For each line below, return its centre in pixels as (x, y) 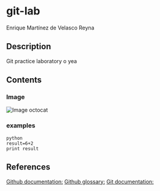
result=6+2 (20, 143)
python (14, 138)
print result (23, 148)
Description (29, 47)
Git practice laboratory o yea (42, 61)
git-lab (23, 11)
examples (21, 126)
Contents (24, 80)
